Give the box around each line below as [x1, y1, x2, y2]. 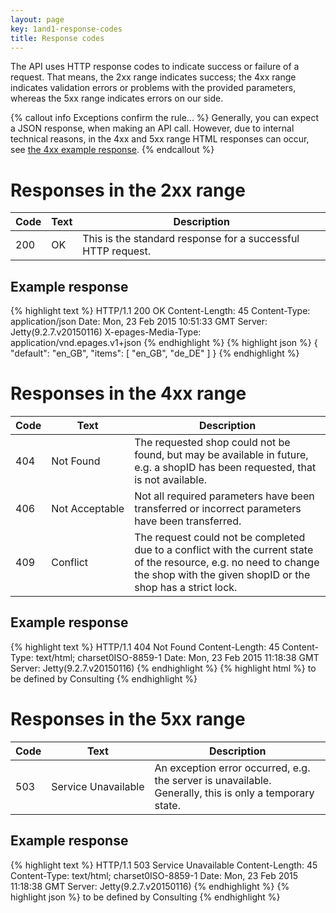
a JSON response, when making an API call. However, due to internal [10, 122, 295, 135]
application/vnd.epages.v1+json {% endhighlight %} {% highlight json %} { [10, 337, 318, 349]
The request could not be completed [134, 531, 306, 545]
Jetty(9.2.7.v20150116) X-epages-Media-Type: [10, 326, 202, 338]
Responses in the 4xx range [10, 382, 247, 405]
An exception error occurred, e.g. [154, 761, 311, 775]
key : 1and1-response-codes [10, 24, 123, 34]
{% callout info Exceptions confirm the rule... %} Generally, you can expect [10, 112, 319, 124]
